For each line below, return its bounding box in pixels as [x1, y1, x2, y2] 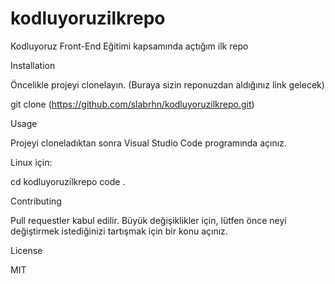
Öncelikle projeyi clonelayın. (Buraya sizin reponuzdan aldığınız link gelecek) [10, 78, 325, 91]
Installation [10, 59, 56, 71]
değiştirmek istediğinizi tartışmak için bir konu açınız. [10, 225, 228, 237]
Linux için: [10, 156, 53, 168]
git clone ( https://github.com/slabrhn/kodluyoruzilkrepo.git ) [10, 98, 255, 110]
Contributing [10, 195, 62, 207]
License [10, 244, 43, 256]
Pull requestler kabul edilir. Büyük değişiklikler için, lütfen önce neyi [10, 214, 287, 226]
